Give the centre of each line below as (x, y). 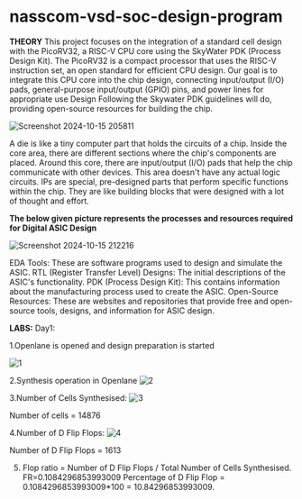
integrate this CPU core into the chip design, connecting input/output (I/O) (147, 79)
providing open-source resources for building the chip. (111, 108)
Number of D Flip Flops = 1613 (65, 450)
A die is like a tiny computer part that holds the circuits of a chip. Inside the (148, 143)
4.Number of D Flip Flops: (57, 432)
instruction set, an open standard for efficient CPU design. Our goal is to (143, 70)
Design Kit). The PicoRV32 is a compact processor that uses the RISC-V (143, 60)
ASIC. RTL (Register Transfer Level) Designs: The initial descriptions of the (147, 272)
